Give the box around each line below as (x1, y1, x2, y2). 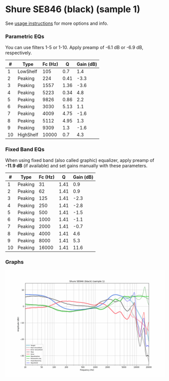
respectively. (5, 50, 32, 56)
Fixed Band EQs (5, 146, 45, 153)
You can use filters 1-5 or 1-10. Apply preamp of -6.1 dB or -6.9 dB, (5, 45, 144, 51)
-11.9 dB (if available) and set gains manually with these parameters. (5, 163, 148, 169)
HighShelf (17, 132, 38, 138)
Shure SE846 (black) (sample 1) (5, 4, 141, 15)
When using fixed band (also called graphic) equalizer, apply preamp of (5, 157, 154, 163)
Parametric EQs (5, 33, 45, 40)
